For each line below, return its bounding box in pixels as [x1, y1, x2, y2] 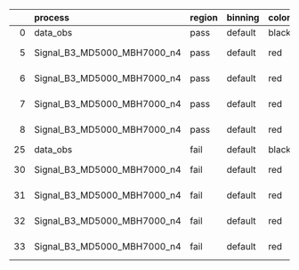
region [190, 12, 218, 23]
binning [226, 12, 260, 23]
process [34, 12, 69, 23]
